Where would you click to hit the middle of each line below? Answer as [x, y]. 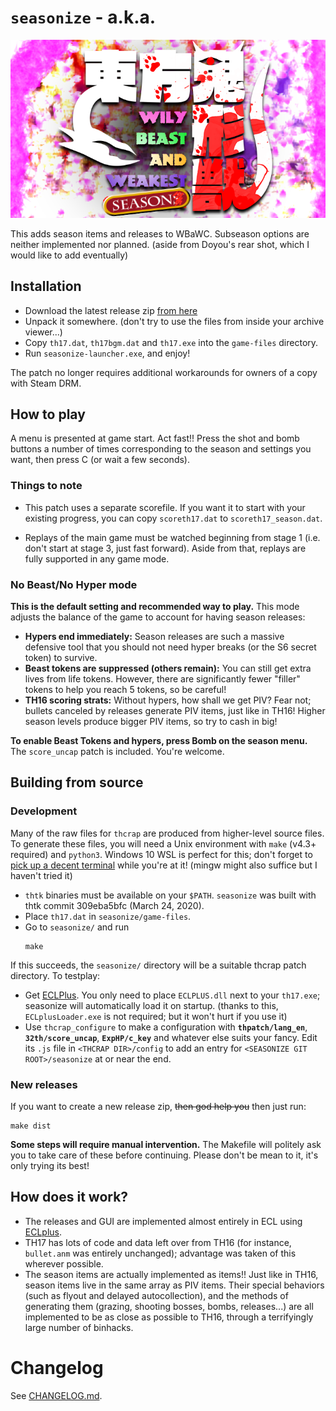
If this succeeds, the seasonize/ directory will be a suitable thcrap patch [158, 965]
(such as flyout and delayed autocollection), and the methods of [156, 1295]
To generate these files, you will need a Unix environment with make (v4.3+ [163, 843]
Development [44, 811]
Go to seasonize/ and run [77, 927]
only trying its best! [50, 1165]
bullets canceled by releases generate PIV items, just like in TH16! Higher [175, 711]
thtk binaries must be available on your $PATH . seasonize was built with [170, 895]
